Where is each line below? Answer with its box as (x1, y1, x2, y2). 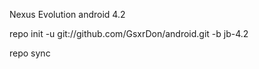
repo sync (9, 47, 51, 59)
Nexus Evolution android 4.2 (9, 9, 126, 20)
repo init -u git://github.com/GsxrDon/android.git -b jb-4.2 (9, 28, 249, 39)
